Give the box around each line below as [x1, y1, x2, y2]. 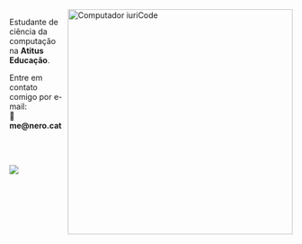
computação [9, 36, 57, 46]
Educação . [9, 55, 50, 66]
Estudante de [9, 17, 58, 27]
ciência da [9, 26, 48, 37]
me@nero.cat [9, 121, 62, 131]
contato [9, 82, 39, 93]
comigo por [9, 92, 52, 102]
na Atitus [9, 45, 44, 56]
